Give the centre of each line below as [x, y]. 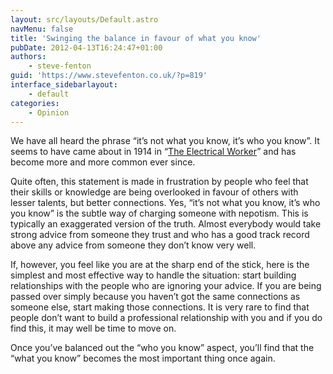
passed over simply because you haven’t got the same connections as [155, 297]
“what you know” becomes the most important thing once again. [143, 358]
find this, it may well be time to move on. [93, 328]
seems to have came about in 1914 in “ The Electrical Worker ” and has [153, 152]
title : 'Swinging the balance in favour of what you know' [136, 38]
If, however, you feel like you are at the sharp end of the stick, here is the [160, 265]
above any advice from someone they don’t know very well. [133, 245]
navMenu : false [42, 29]
